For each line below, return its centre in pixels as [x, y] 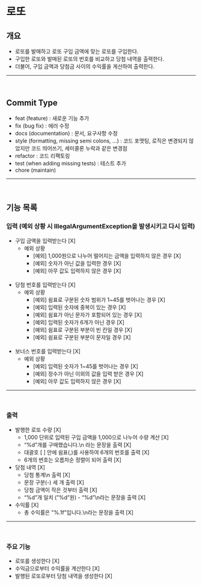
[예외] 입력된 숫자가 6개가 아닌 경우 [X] [78, 322]
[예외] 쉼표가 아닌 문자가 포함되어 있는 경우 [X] [87, 314]
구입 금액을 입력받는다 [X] [45, 240]
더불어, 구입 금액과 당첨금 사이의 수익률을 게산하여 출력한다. [85, 66]
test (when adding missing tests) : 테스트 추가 [70, 163]
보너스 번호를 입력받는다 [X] [48, 351]
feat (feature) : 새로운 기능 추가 [52, 118]
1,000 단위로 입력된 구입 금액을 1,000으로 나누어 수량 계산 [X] [96, 437]
